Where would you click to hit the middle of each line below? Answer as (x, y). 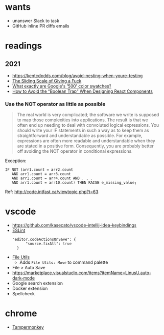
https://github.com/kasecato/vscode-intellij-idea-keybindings (74, 225)
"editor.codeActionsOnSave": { (44, 240)
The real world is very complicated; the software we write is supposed (88, 115)
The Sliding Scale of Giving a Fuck (47, 81)
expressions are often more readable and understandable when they (86, 141)
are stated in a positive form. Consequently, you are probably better (85, 146)
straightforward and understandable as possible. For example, (80, 136)
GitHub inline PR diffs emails (41, 26)
